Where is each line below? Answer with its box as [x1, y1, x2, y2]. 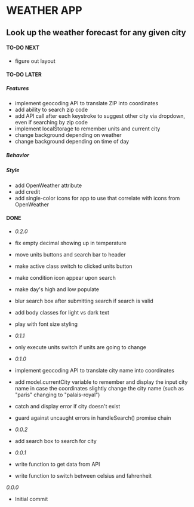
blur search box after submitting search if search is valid [14, 297, 153, 304]
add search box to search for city [14, 437, 97, 444]
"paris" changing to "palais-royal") [14, 391, 100, 398]
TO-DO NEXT [6, 44, 40, 51]
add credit [14, 188, 41, 195]
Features [6, 84, 29, 91]
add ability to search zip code [14, 106, 88, 114]
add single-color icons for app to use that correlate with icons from [14, 194, 180, 201]
